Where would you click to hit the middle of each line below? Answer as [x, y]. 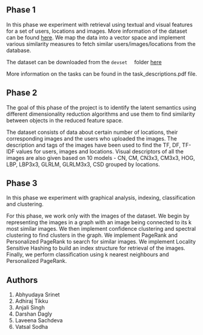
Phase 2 [22, 93]
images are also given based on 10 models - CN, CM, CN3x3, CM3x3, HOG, [101, 158]
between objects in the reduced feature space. [65, 120]
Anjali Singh [30, 308]
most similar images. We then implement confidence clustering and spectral [101, 229]
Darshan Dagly [34, 314]
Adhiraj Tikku [32, 301]
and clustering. [25, 204]
